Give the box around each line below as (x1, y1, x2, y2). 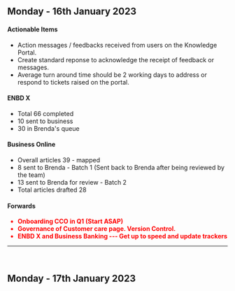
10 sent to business (17, 117, 73, 125)
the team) (17, 171, 45, 179)
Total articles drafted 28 (17, 185, 87, 194)
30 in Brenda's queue (17, 124, 80, 132)
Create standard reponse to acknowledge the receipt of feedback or (17, 55, 215, 64)
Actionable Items (7, 24, 58, 34)
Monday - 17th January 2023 (7, 272, 136, 284)
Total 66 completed (17, 109, 74, 118)
